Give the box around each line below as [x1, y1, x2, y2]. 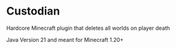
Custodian [6, 4, 60, 18]
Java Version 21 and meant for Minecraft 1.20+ [6, 36, 124, 43]
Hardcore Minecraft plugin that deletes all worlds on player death [6, 24, 170, 32]
